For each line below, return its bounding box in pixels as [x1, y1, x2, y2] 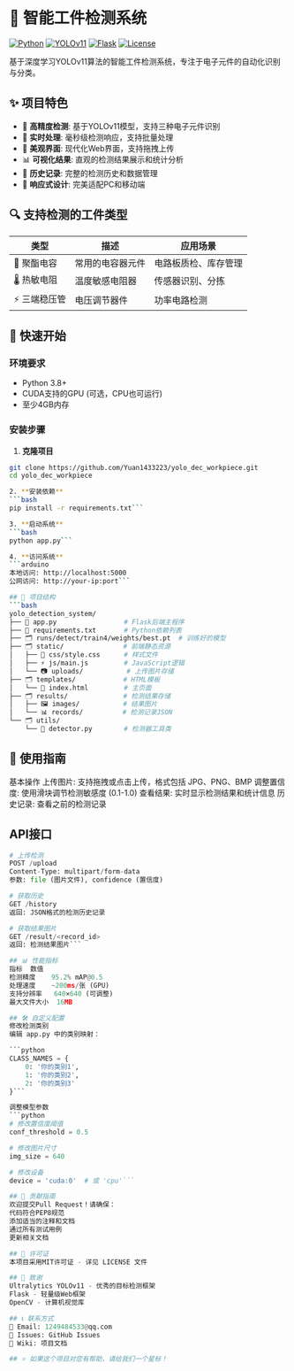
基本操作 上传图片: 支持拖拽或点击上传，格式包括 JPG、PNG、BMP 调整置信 [9, 776, 285, 787]
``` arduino [9, 560, 49, 569]
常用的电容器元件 [74, 257, 146, 269]
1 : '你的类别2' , [25, 1070, 79, 1080]
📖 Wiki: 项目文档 [9, 1338, 68, 1348]
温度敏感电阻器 [74, 275, 137, 288]
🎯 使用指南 [9, 751, 66, 766]
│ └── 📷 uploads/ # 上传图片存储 [9, 666, 175, 675]
